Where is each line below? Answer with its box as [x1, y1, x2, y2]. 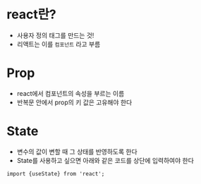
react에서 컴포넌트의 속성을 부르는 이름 [16, 89, 125, 97]
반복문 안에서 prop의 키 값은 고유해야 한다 [16, 98, 133, 106]
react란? [6, 6, 57, 23]
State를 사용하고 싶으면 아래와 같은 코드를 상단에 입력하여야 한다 [16, 156, 195, 164]
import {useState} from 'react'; [6, 170, 105, 177]
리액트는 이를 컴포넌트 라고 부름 [16, 39, 101, 48]
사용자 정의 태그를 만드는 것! [16, 31, 95, 39]
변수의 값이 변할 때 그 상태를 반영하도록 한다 [16, 147, 138, 156]
